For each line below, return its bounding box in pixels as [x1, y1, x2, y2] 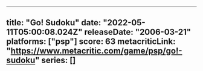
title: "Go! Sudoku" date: [6, 17, 101, 28]
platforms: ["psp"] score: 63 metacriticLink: [6, 37, 176, 47]
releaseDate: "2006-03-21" [84, 27, 192, 37]
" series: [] [35, 55, 76, 66]
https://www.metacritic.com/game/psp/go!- [10, 46, 182, 56]
